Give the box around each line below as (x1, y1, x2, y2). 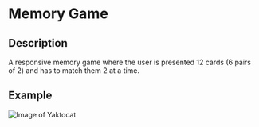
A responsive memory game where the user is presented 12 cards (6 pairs (8, 57, 251, 67)
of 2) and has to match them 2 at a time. (8, 66, 140, 75)
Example (8, 89, 53, 102)
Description (8, 37, 68, 50)
